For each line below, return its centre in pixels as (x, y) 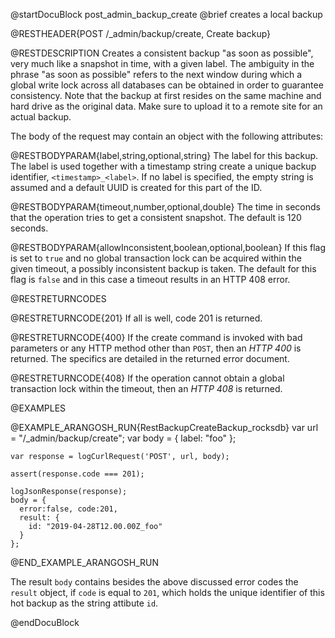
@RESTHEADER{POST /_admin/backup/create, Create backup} (141, 33)
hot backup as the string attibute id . (84, 603)
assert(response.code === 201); (77, 474)
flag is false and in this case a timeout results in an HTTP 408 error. (150, 279)
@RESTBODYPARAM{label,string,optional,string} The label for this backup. (164, 155)
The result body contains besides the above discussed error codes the (154, 582)
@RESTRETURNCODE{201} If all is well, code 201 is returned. (136, 318)
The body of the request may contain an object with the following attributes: (167, 136)
